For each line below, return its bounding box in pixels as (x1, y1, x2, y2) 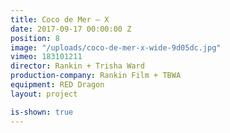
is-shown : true (10, 107, 74, 117)
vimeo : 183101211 (10, 52, 83, 62)
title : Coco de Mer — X (10, 14, 110, 25)
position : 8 (10, 33, 60, 43)
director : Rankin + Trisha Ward (10, 61, 145, 71)
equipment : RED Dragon (10, 80, 105, 90)
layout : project (10, 89, 78, 99)
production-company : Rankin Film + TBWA (10, 71, 182, 81)
